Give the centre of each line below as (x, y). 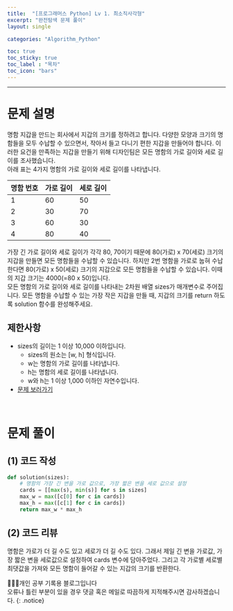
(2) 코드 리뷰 (33, 533)
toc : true (21, 52)
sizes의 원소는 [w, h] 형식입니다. (72, 354)
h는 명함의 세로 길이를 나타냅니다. (73, 372)
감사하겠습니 (203, 592)
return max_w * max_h (51, 509)
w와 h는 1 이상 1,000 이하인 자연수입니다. (83, 380)
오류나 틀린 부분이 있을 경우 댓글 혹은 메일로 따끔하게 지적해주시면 (96, 592)
